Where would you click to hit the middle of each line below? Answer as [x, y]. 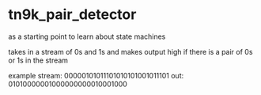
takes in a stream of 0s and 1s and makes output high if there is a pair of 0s [130, 51]
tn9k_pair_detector [72, 15]
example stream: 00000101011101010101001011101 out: [96, 75]
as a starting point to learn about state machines [87, 36]
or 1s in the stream [38, 60]
